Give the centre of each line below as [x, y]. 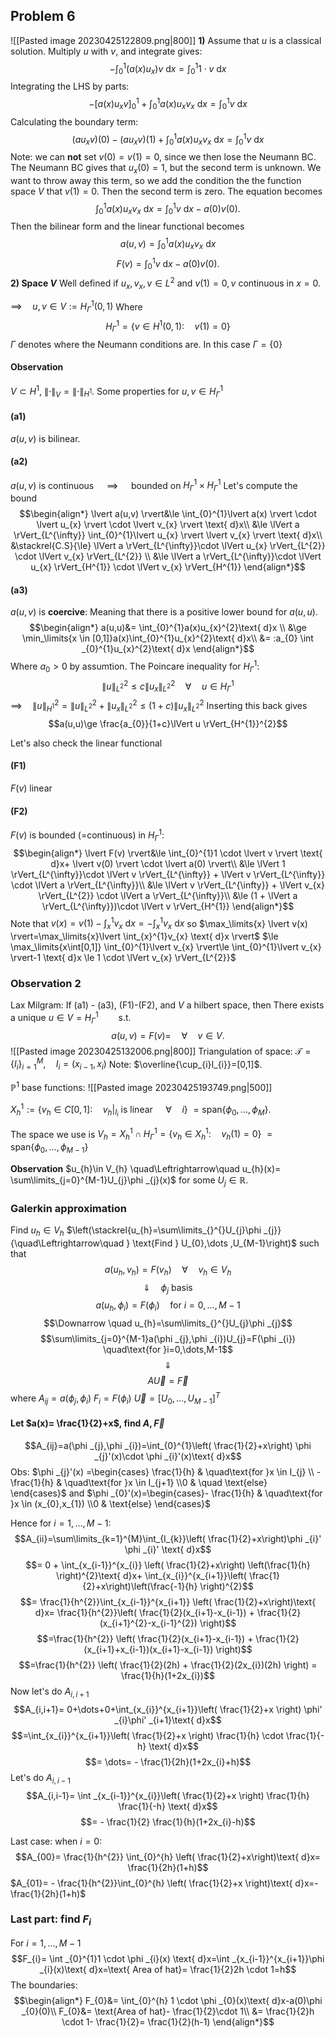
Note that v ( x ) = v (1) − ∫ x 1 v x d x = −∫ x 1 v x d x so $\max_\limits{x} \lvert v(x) [159, 923]
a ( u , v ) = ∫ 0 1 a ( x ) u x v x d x [168, 244]
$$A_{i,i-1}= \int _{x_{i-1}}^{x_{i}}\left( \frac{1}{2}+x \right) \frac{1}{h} [168, 1795]
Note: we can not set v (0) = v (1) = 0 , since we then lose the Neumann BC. [163, 157]
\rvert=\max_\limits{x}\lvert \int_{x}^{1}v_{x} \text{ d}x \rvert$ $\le [144, 936]
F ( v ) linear [31, 788]
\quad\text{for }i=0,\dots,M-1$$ [168, 1350]
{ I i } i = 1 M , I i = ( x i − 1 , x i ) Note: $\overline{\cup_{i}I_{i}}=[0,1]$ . [136, 1064]
